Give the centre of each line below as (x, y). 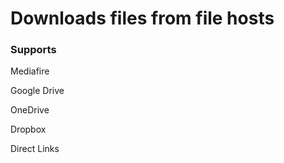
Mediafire (30, 71)
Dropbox (28, 129)
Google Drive (37, 91)
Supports (33, 50)
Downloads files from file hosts (142, 18)
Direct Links (35, 149)
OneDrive (30, 110)
